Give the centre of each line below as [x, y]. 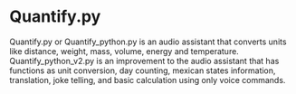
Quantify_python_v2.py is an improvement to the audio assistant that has [144, 61]
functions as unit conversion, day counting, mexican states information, [143, 70]
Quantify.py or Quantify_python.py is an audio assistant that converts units [148, 42]
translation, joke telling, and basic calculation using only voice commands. [148, 80]
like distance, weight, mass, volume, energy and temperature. [124, 51]
